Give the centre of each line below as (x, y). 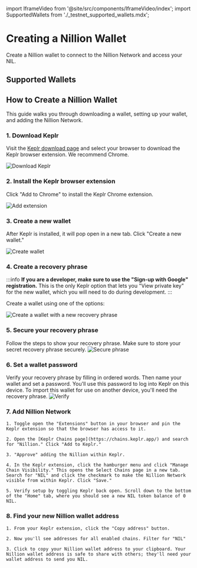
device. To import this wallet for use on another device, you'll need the (92, 390)
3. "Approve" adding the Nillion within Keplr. (66, 455)
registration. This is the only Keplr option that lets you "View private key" (95, 286)
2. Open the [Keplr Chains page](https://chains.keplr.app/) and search (97, 439)
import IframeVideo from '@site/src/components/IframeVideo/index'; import (98, 9)
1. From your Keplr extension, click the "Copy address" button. (88, 528)
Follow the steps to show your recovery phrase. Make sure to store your (93, 343)
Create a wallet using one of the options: (55, 304)
